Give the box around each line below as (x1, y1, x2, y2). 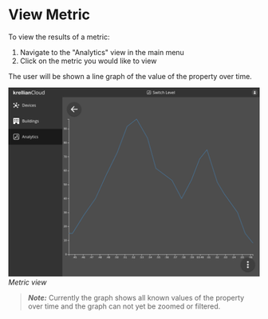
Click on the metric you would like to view (19, 56, 157, 66)
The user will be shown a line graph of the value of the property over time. (8, 71, 253, 81)
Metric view (8, 277, 47, 287)
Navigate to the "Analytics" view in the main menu (19, 47, 185, 57)
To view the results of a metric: (8, 32, 110, 42)
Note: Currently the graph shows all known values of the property (27, 293, 245, 302)
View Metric (8, 6, 90, 24)
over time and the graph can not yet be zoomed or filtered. (27, 301, 221, 311)
